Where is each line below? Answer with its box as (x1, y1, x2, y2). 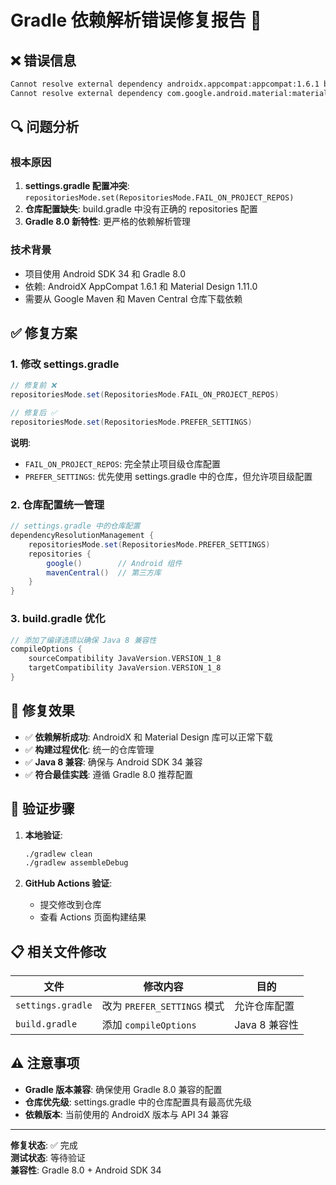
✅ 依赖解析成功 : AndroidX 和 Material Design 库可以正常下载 (24, 731, 273, 743)
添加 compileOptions (101, 1018, 197, 1032)
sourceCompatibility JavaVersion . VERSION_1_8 (28, 654, 222, 664)
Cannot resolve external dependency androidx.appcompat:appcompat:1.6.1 (10, 79, 320, 89)
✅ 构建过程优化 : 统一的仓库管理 (24, 743, 155, 755)
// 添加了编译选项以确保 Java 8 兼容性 (10, 635, 157, 645)
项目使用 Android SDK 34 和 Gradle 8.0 (24, 267, 187, 280)
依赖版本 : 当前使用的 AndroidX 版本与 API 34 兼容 (24, 1108, 229, 1120)
